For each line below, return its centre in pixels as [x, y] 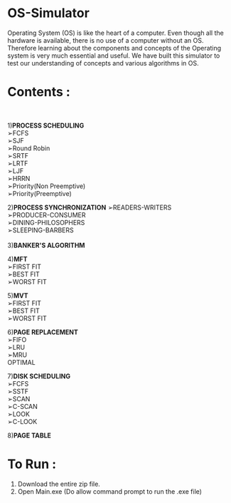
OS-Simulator [49, 13]
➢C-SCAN [22, 406]
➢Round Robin [29, 148]
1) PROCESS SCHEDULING [46, 125]
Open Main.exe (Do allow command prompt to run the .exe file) [110, 491]
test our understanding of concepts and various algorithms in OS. [103, 63]
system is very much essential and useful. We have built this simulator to [114, 56]
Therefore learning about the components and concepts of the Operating [114, 48]
